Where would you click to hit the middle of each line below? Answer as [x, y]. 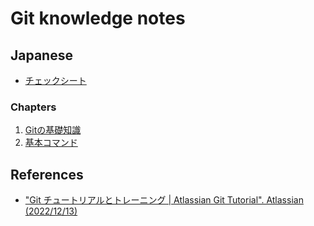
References [47, 174]
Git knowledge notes [98, 18]
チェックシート [55, 80]
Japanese [41, 55]
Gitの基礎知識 [53, 130]
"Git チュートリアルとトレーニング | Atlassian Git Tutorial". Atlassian [164, 200]
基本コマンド [51, 143]
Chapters [33, 107]
